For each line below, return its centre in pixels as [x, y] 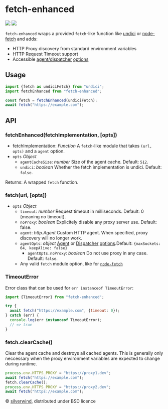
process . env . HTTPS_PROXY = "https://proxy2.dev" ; [58, 387]
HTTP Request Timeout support [45, 54]
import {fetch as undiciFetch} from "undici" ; [55, 86]
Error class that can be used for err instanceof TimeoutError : [69, 288]
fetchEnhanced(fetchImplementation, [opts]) [61, 135]
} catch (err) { [22, 315]
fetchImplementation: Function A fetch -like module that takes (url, [82, 146]
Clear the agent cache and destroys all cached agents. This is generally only [84, 353]
